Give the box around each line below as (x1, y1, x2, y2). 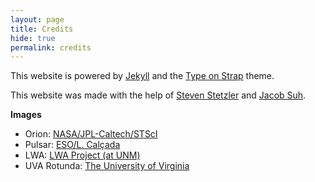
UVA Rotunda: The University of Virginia (24, 160, 190, 172)
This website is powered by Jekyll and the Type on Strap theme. (10, 70, 275, 82)
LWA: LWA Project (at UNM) (24, 149, 141, 161)
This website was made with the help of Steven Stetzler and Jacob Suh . (10, 89, 307, 101)
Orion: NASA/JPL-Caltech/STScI (24, 128, 158, 140)
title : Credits (10, 24, 74, 34)
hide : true (10, 33, 56, 43)
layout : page (10, 14, 65, 25)
